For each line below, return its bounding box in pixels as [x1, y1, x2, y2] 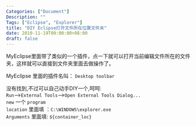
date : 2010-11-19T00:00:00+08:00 [6, 30, 88, 36]
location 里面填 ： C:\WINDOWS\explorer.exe [6, 106, 111, 113]
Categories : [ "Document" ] [6, 8, 69, 15]
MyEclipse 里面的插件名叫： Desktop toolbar [6, 73, 115, 79]
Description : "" [6, 14, 46, 20]
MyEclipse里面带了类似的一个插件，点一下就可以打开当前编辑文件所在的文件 [6, 53, 191, 59]
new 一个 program [6, 98, 46, 105]
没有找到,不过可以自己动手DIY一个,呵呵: [6, 85, 102, 91]
